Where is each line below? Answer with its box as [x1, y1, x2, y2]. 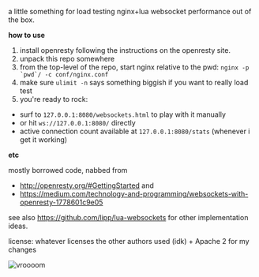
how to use [8, 31, 46, 39]
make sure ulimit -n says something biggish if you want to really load [19, 78, 249, 87]
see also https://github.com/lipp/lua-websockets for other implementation [8, 213, 249, 222]
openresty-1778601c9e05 [19, 197, 103, 207]
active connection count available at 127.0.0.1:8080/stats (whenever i [19, 126, 250, 136]
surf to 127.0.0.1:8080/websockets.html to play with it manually [19, 110, 227, 119]
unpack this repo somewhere [19, 54, 115, 63]
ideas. [8, 221, 28, 230]
